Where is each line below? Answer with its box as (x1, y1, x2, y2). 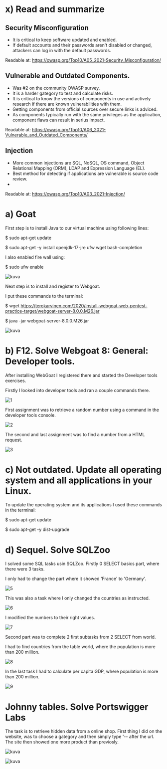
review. (12, 175, 27, 181)
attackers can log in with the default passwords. (12, 48, 111, 53)
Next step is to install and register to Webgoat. (5, 283, 101, 289)
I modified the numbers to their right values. (5, 615, 96, 621)
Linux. (5, 485, 31, 497)
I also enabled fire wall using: (5, 254, 65, 260)
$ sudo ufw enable (5, 264, 44, 270)
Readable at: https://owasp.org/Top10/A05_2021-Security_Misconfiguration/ (5, 57, 161, 63)
